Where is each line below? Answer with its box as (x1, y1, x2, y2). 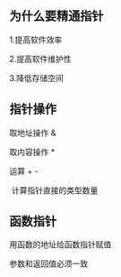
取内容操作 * (9, 146, 56, 157)
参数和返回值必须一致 (9, 258, 88, 269)
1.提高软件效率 (9, 34, 63, 45)
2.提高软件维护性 (9, 53, 72, 64)
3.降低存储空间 (9, 72, 65, 83)
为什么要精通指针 (9, 8, 104, 24)
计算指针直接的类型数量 (11, 184, 99, 196)
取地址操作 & (9, 127, 56, 138)
